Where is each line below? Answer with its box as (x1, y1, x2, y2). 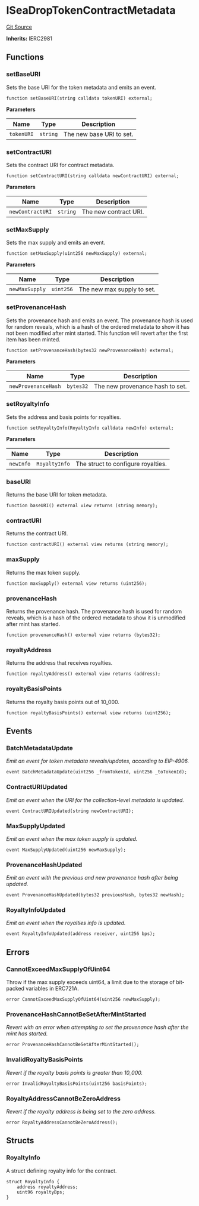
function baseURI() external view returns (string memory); (6, 502, 159, 509)
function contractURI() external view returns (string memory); (6, 541, 169, 548)
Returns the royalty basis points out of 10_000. (6, 698, 120, 705)
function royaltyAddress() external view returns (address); (6, 671, 161, 677)
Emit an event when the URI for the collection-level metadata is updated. (6, 796, 184, 803)
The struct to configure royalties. (75, 459, 168, 468)
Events (6, 726, 33, 736)
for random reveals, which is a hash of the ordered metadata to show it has (6, 323, 190, 330)
